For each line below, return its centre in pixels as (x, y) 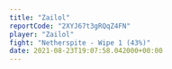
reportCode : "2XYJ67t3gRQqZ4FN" (70, 26)
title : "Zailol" (40, 17)
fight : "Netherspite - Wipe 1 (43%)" (80, 43)
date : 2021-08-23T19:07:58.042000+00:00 (86, 51)
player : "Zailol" (42, 34)
